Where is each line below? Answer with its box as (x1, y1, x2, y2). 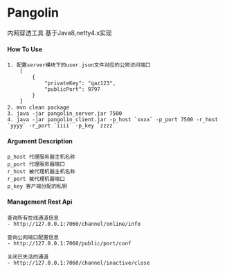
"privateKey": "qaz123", (44, 80, 116, 87)
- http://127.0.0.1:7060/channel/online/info (7, 220, 141, 227)
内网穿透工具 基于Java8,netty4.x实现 (7, 28, 112, 37)
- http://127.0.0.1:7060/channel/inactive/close (7, 259, 150, 266)
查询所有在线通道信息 (7, 214, 59, 221)
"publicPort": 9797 (44, 86, 100, 93)
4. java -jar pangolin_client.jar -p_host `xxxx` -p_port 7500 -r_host (7, 116, 218, 123)
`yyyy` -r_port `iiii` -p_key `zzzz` (7, 123, 116, 130)
